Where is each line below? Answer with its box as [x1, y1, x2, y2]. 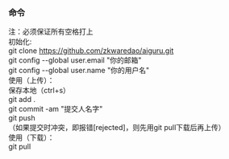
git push [8, 113, 36, 123]
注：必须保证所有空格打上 [8, 26, 94, 37]
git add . [8, 95, 36, 104]
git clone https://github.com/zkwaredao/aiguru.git [8, 46, 174, 55]
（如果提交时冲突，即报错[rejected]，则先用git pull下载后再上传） [8, 123, 226, 132]
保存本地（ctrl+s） [8, 86, 71, 96]
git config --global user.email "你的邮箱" [8, 55, 142, 65]
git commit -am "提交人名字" [8, 104, 103, 114]
